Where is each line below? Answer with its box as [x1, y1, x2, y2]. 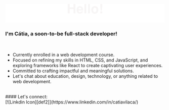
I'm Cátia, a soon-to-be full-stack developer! [5, 30, 117, 37]
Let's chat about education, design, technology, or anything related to [12, 73, 158, 79]
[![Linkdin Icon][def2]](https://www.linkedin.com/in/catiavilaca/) [5, 99, 139, 105]
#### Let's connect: [5, 93, 48, 99]
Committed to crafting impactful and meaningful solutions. [12, 68, 134, 74]
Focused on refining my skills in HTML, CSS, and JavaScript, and [12, 57, 148, 63]
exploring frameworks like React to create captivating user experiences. [12, 62, 163, 68]
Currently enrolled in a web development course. [12, 51, 115, 58]
